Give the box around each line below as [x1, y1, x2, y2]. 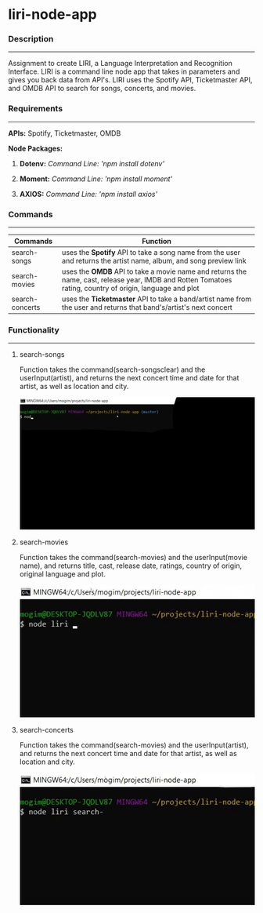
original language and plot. [19, 569, 106, 579]
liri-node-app [8, 5, 97, 24]
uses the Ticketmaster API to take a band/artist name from [61, 294, 252, 304]
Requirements [8, 104, 63, 115]
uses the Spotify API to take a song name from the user [61, 247, 241, 256]
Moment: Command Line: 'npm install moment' [19, 174, 173, 184]
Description [8, 34, 54, 45]
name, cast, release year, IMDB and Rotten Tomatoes [61, 275, 232, 285]
